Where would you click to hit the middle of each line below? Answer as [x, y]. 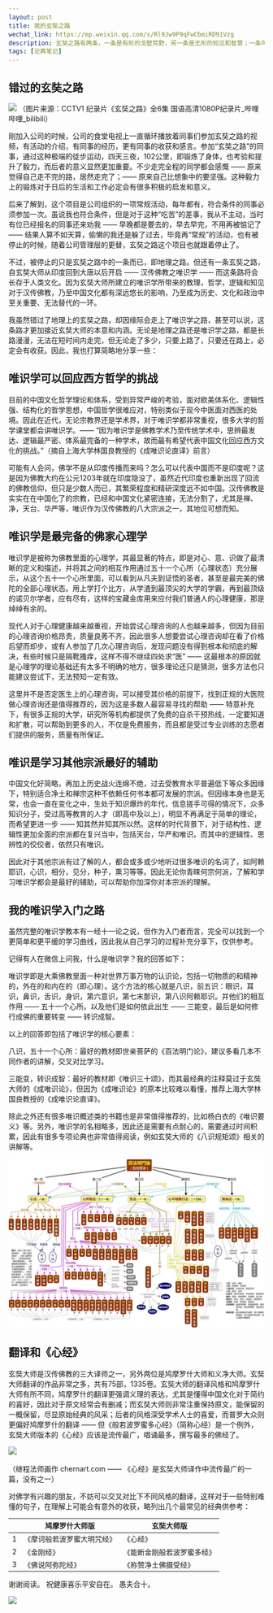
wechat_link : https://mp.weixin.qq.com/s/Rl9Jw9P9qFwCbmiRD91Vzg [121, 34]
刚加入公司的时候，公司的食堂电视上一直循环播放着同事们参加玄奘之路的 [129, 136]
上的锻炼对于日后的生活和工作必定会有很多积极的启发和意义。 [112, 186]
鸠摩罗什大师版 [70, 1526]
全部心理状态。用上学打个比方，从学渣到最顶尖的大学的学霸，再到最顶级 [143, 588]
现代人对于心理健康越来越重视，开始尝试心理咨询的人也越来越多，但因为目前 [136, 625]
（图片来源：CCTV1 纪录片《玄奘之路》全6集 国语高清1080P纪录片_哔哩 [139, 108]
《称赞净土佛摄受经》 [159, 1564]
